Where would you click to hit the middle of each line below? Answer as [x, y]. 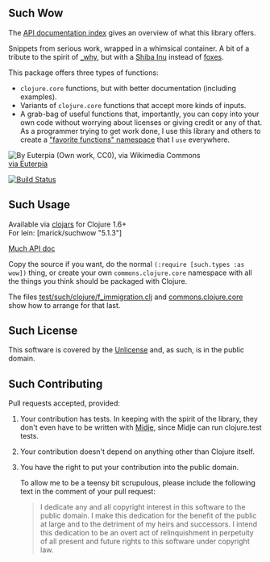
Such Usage [39, 205]
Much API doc [32, 248]
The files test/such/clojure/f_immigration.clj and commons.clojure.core [126, 297]
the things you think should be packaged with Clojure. [98, 281]
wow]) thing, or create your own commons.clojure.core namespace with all [130, 273]
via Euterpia [28, 164]
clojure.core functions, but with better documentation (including [128, 88]
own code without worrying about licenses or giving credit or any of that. [141, 122]
